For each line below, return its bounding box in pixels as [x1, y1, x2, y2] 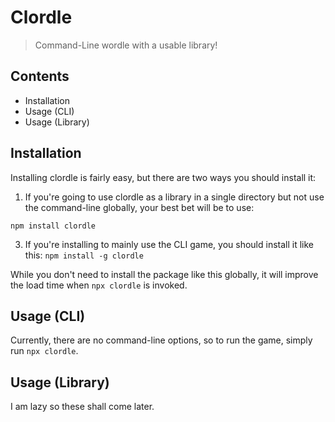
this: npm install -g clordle [24, 249, 144, 261]
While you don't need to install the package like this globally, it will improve [10, 268, 319, 280]
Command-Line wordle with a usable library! [34, 39, 218, 51]
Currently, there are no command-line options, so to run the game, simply [10, 334, 313, 346]
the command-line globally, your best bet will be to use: [24, 201, 255, 213]
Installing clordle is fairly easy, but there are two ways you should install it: [10, 171, 317, 183]
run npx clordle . [10, 345, 79, 357]
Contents [10, 68, 70, 85]
